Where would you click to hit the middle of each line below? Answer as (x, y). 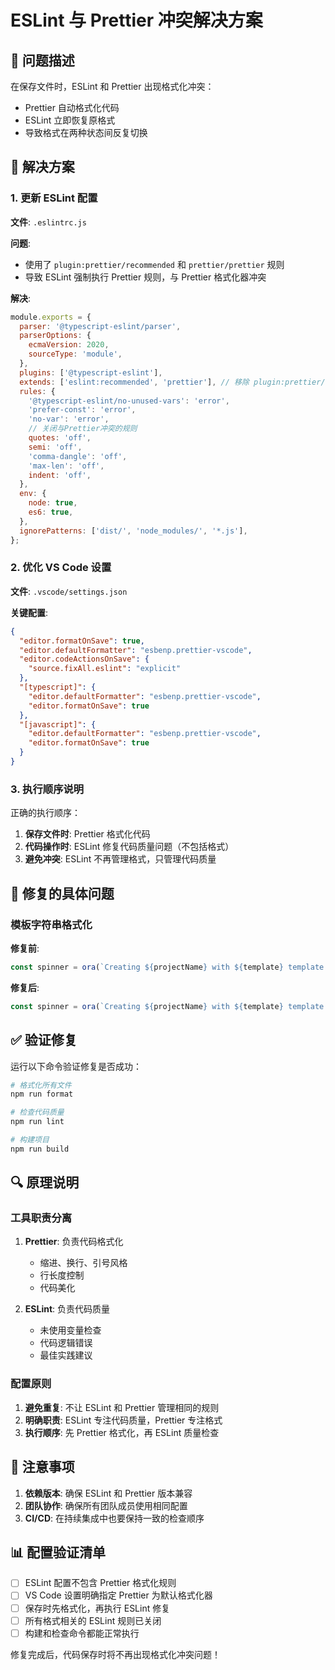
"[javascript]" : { (58, 724)
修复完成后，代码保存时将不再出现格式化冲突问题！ (115, 1654)
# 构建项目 (30, 1140)
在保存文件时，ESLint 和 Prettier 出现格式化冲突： (112, 86)
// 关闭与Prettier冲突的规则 (83, 429)
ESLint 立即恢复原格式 (70, 120)
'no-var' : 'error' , (69, 419)
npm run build (40, 1149)
